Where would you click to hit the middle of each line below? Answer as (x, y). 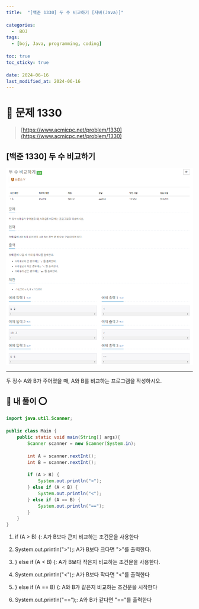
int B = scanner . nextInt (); (62, 462)
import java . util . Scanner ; (39, 419)
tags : (13, 38)
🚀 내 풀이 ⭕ (27, 401)
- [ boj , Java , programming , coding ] (57, 44)
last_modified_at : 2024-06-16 (44, 81)
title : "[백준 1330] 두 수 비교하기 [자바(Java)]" (65, 12)
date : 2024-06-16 (28, 75)
